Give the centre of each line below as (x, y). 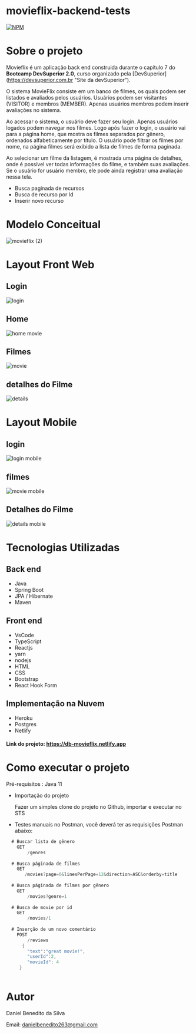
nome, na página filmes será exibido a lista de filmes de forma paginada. (94, 146)
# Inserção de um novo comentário (54, 930)
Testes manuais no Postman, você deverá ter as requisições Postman (99, 825)
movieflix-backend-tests (68, 11)
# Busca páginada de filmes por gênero (60, 885)
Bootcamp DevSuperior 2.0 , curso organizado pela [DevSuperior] (86, 73)
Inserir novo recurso (39, 200)
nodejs (23, 660)
